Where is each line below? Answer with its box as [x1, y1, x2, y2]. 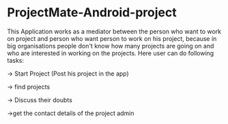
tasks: [7, 56, 25, 64]
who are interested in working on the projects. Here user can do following [7, 49, 214, 57]
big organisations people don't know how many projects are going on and [7, 42, 214, 50]
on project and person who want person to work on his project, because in [7, 34, 217, 42]
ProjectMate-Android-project [7, 5, 177, 20]
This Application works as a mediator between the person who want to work [7, 27, 222, 35]
